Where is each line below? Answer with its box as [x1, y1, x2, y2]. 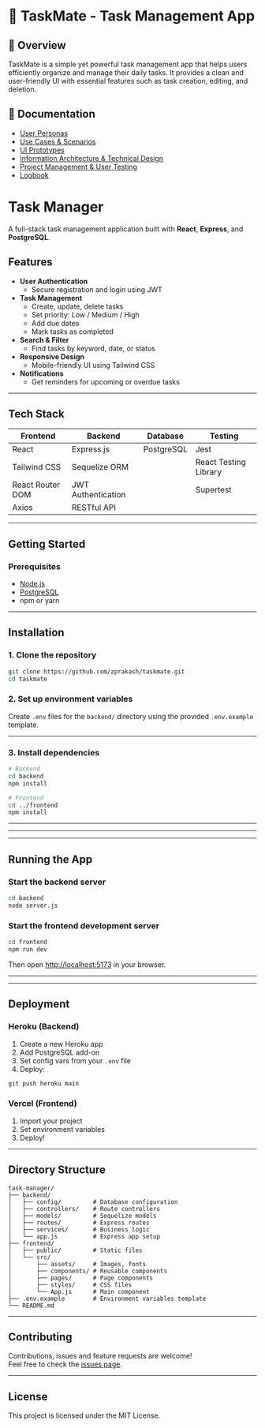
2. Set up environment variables [8, 694, 133, 705]
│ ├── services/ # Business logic [8, 1225, 150, 1234]
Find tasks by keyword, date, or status [31, 343, 156, 353]
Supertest [195, 485, 232, 496]
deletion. [8, 84, 37, 94]
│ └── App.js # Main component [8, 1287, 150, 1295]
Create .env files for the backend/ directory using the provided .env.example [8, 711, 254, 721]
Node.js [19, 579, 46, 589]
